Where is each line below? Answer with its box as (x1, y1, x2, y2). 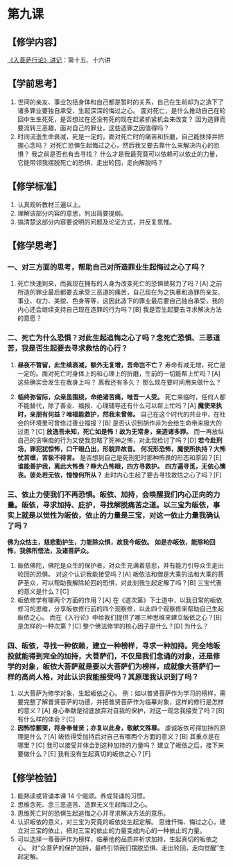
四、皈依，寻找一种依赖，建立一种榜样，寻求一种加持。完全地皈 (7, 640, 221, 650)
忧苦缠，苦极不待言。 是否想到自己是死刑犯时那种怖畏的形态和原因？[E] (17, 453, 222, 462)
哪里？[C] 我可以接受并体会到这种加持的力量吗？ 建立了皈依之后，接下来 (17, 741, 225, 749)
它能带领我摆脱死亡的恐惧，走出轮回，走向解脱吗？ (17, 158, 164, 166)
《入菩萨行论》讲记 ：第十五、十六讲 (7, 56, 111, 64)
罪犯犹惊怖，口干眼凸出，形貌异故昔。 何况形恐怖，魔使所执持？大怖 (29, 444, 226, 453)
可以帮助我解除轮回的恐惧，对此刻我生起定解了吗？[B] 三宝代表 (41, 578, 223, 586)
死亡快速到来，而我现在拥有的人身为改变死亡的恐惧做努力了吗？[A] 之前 (17, 279, 223, 288)
